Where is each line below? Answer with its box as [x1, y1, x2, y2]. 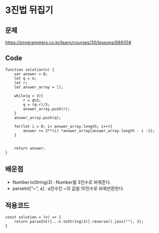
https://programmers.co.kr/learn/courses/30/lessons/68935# [5, 39, 132, 45]
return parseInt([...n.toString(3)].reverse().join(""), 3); [14, 219, 144, 225]
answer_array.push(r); [23, 106, 70, 111]
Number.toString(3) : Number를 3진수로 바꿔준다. [12, 179, 111, 185]
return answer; [14, 146, 46, 151]
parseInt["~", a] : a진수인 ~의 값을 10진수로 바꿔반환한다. [12, 185, 125, 191]
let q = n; [14, 76, 37, 81]
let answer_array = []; [14, 84, 64, 90]
